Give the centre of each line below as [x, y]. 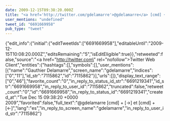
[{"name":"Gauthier [26, 70]
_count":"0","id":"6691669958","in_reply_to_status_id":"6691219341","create [84, 92]
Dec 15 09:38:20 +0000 [53, 98]
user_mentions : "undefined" [35, 19]
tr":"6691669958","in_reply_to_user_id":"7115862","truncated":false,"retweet [84, 86]
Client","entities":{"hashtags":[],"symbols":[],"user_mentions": [70, 65]
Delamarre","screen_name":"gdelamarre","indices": [100, 70]
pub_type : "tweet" [25, 29]
